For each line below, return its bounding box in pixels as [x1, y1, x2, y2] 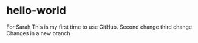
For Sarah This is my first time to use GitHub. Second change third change [6, 23, 193, 30]
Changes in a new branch [6, 29, 70, 36]
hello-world [6, 4, 67, 17]
